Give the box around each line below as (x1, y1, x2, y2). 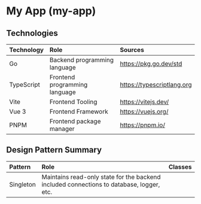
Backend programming (50, 56, 114, 64)
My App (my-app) (6, 4, 96, 18)
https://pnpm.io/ (120, 121, 166, 129)
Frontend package (50, 117, 101, 125)
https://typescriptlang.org (120, 81, 192, 89)
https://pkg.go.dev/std (120, 60, 182, 68)
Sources (120, 46, 145, 54)
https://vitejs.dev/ (120, 98, 169, 106)
